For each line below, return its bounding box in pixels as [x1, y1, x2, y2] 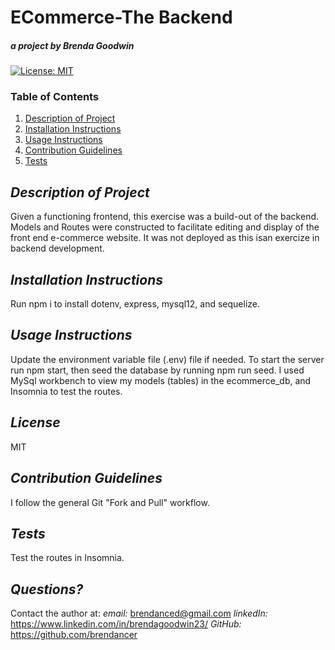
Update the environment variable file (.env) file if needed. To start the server [10, 353, 325, 365]
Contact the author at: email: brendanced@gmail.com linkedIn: [10, 607, 268, 620]
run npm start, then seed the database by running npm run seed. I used [10, 364, 305, 376]
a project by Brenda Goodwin [10, 39, 135, 51]
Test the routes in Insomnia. [10, 552, 125, 564]
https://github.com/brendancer [10, 629, 138, 641]
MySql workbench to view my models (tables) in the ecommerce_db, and [10, 374, 312, 386]
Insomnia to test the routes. [10, 385, 123, 397]
